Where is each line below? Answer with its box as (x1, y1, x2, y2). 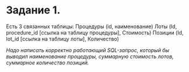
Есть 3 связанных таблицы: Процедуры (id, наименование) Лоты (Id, (6, 23, 177, 30)
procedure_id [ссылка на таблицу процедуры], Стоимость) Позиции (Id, (6, 29, 184, 36)
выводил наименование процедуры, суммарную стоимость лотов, (6, 53, 174, 60)
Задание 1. (6, 4, 61, 17)
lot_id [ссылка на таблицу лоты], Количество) (6, 35, 120, 42)
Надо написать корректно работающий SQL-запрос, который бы (6, 46, 170, 53)
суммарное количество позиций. (6, 59, 89, 66)
